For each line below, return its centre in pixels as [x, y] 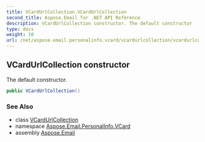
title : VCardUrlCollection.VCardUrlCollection [67, 12]
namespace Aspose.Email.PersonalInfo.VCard [73, 126]
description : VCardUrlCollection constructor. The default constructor [99, 23]
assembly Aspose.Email [45, 132]
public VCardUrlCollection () [43, 91]
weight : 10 [20, 35]
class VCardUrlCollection [47, 119]
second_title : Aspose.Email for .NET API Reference [73, 18]
